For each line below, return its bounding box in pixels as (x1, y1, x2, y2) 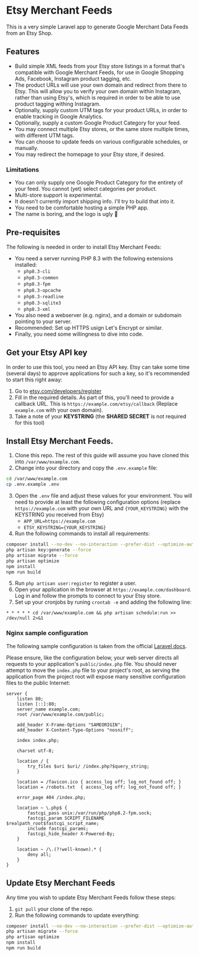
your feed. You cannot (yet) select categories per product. (14, 185, 157, 193)
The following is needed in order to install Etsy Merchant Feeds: (6, 243, 162, 250)
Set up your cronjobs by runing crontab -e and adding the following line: (14, 598, 192, 606)
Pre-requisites (6, 228, 60, 238)
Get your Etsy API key (6, 348, 88, 358)
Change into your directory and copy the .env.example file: (14, 464, 158, 471)
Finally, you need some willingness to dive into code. (14, 330, 144, 337)
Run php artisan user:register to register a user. (14, 579, 137, 587)
